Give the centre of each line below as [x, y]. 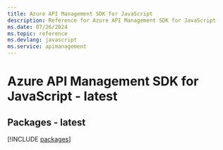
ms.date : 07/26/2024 [38, 27]
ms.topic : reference [38, 33]
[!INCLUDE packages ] [39, 139]
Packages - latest [47, 122]
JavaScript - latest [62, 96]
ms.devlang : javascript [42, 40]
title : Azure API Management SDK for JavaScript [80, 14]
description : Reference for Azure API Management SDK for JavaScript [112, 20]
